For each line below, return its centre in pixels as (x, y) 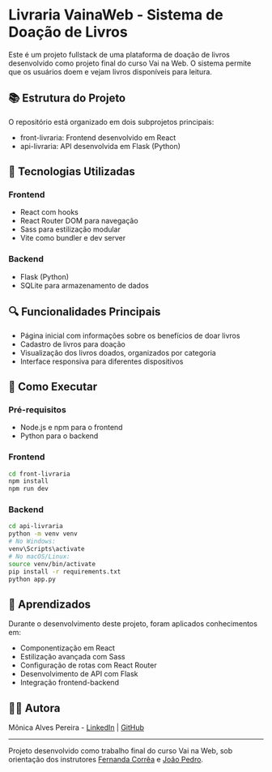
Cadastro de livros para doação (72, 344)
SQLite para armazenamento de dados (85, 285)
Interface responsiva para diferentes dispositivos (102, 361)
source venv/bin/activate (52, 564)
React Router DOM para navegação (79, 221)
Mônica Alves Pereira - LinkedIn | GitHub (76, 727)
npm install (28, 481)
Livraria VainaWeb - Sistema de (116, 15)
